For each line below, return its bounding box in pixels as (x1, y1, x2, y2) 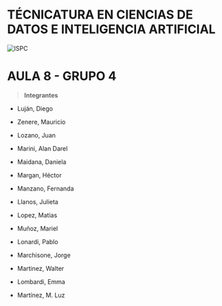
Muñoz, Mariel (16, 224, 58, 232)
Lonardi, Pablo (16, 237, 58, 245)
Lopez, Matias (16, 210, 58, 219)
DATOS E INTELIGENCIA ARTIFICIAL (7, 21, 216, 37)
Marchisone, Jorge (16, 251, 71, 259)
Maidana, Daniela (16, 157, 67, 166)
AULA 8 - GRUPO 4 (7, 69, 117, 84)
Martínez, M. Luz (16, 291, 65, 299)
